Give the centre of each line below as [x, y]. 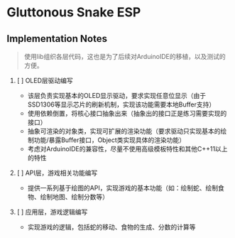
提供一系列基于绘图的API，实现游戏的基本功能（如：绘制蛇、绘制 [122, 188]
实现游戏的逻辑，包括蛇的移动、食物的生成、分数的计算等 [111, 227]
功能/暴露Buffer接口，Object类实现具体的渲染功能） [110, 140]
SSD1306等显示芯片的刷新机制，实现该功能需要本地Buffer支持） [121, 104]
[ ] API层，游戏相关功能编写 [57, 173]
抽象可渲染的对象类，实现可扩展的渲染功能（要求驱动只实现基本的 [124, 131]
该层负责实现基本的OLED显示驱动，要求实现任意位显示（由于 [117, 96]
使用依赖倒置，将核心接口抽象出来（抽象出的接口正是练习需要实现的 [127, 113]
